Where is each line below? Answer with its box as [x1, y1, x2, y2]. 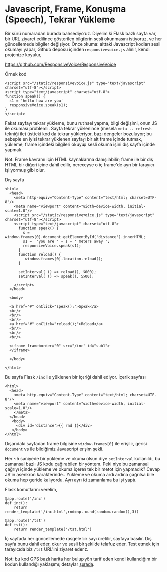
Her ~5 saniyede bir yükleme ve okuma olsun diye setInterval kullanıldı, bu [5, 455, 161, 461]
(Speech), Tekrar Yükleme [5, 14, 115, 25]
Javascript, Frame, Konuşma [5, 3, 126, 15]
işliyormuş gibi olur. [5, 167, 45, 173]
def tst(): [5, 522, 28, 527]
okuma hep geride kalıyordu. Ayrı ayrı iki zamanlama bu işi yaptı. [5, 477, 137, 483]
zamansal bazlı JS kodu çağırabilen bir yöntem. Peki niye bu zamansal [5, 461, 149, 467]
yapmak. [5, 146, 23, 153]
